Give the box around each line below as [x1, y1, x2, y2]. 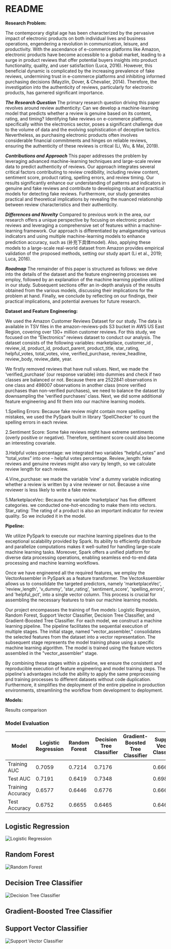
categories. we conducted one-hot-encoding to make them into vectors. [5, 502, 157, 508]
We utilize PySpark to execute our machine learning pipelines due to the [5, 532, 156, 539]
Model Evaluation [5, 719, 49, 726]
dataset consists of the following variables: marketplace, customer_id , [5, 339, 154, 346]
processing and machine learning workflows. [5, 559, 100, 566]
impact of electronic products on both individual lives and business [5, 35, 146, 41]
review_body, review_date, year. [5, 356, 73, 362]
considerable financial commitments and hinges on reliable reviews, [5, 137, 148, 143]
